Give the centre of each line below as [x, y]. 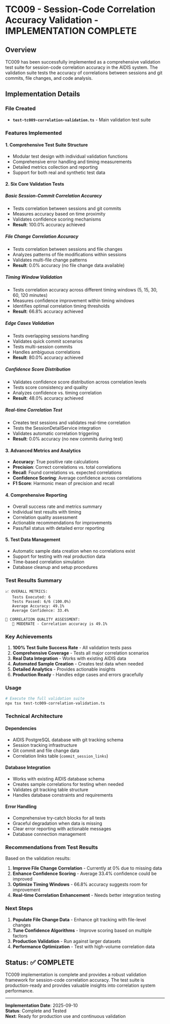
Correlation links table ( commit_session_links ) [60, 756]
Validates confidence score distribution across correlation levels [79, 382]
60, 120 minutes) [30, 295]
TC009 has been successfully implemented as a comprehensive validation [83, 62]
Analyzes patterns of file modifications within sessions [69, 255]
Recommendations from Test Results [52, 847]
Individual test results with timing [47, 511]
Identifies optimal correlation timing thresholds [61, 306]
